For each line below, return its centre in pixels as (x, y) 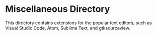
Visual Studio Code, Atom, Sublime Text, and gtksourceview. (68, 28)
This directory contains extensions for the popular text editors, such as (78, 23)
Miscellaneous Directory (58, 9)
